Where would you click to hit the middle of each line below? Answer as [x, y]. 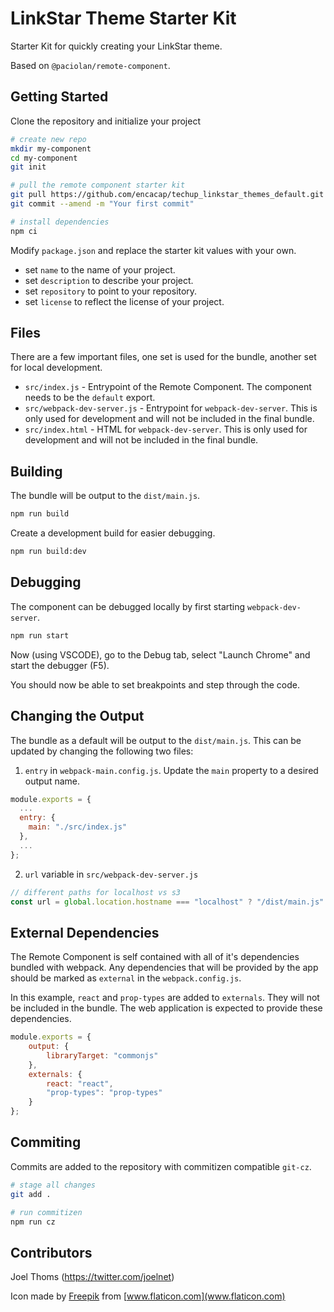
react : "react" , [80, 1083]
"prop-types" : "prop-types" [104, 1093]
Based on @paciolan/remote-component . [90, 65]
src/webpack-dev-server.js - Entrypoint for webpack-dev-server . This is [171, 408]
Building [36, 471]
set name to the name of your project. [100, 269]
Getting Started [59, 97]
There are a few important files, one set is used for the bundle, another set [163, 357]
